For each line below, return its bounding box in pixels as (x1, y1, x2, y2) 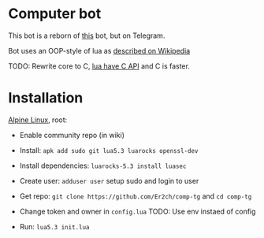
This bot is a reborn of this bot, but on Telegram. (8, 31, 165, 40)
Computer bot (8, 5, 102, 23)
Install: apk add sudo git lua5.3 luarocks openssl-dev (19, 145, 199, 154)
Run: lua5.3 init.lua (19, 221, 90, 231)
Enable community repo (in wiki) (19, 130, 125, 139)
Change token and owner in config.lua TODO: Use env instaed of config (19, 206, 256, 216)
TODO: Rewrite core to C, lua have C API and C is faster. (8, 61, 191, 71)
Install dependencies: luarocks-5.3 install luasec (19, 161, 187, 170)
